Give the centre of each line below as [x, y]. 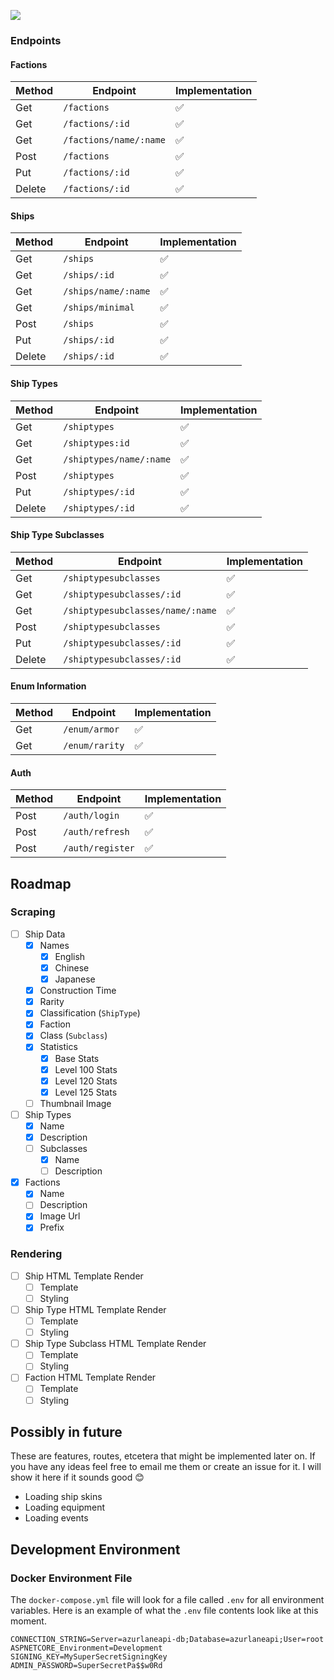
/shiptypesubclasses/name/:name [140, 610]
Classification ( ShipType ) [90, 1013]
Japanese [75, 979]
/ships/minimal [99, 308]
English [70, 956]
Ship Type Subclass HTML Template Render [115, 1344]
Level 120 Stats [86, 1081]
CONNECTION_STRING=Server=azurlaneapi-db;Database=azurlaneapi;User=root [167, 1640]
